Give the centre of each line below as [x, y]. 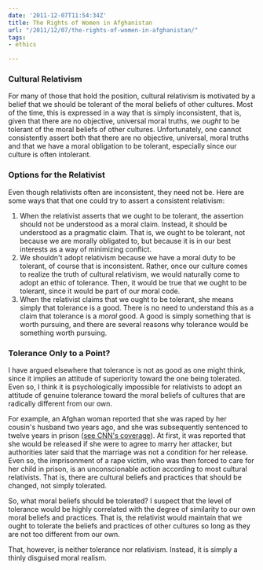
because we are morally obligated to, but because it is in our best [125, 241]
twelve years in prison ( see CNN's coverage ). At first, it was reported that [127, 436]
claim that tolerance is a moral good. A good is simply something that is [135, 316]
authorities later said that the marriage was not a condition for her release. [128, 452]
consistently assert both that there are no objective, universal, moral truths [129, 138]
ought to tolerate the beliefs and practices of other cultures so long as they [130, 526]
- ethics [22, 45]
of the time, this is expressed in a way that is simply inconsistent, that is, [125, 113]
